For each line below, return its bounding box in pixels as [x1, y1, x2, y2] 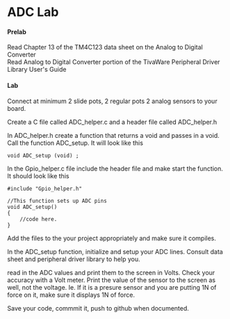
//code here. [19, 215, 58, 223]
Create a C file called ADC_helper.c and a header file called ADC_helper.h [7, 118, 217, 126]
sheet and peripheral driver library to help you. [7, 255, 140, 263]
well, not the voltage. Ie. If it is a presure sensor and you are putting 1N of [7, 283, 217, 291]
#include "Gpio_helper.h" [7, 185, 82, 192]
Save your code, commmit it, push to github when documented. [7, 304, 190, 312]
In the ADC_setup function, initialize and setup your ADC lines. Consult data [7, 247, 224, 256]
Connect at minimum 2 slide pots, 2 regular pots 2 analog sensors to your [7, 97, 217, 105]
